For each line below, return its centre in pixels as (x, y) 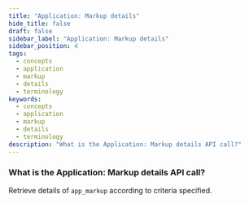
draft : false (31, 31)
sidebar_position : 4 (44, 46)
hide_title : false (39, 24)
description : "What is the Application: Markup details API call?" (125, 144)
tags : (17, 54)
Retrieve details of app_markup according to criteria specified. (111, 190)
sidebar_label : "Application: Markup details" (89, 39)
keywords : (25, 99)
